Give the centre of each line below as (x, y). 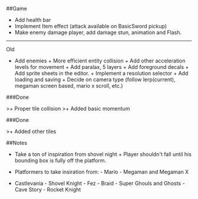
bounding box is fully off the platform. (60, 160)
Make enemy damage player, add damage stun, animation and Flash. (98, 32)
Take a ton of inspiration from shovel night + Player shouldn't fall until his (103, 154)
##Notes (17, 143)
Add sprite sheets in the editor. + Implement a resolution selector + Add (101, 73)
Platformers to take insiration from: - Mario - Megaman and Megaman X (102, 172)
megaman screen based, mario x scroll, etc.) (69, 86)
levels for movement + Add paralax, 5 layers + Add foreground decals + (102, 67)
